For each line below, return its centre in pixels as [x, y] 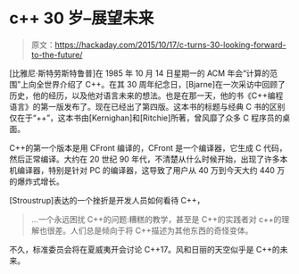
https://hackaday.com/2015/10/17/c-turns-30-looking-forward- [170, 45]
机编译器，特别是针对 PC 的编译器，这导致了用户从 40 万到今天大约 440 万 [147, 170]
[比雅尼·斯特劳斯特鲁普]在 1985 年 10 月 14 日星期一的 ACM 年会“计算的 [140, 73]
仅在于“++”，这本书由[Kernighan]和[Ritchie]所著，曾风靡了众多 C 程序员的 [146, 118]
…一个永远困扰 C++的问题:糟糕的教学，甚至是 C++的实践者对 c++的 [156, 219]
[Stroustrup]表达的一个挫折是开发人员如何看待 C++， [107, 200]
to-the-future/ [57, 54]
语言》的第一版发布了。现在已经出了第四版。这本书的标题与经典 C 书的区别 [147, 106]
